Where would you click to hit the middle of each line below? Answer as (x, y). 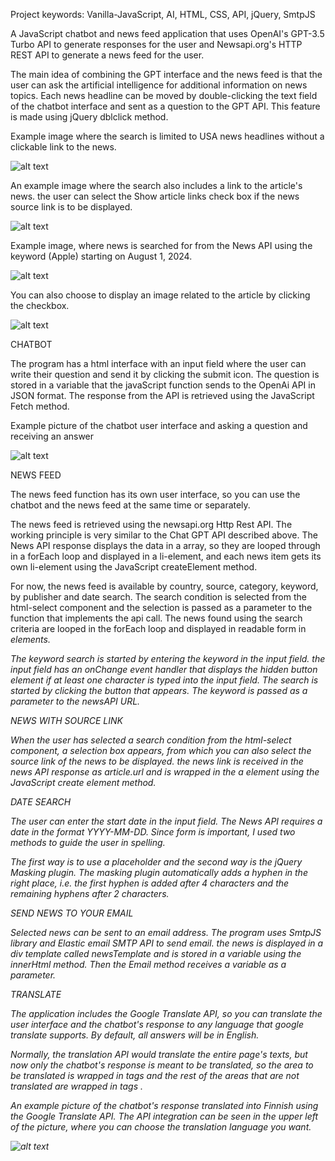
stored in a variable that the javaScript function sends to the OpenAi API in (163, 385)
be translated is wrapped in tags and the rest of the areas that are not (155, 1075)
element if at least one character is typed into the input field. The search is (164, 680)
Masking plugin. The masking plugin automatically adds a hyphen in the (159, 872)
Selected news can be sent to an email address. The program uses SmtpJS (166, 932)
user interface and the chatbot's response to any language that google (157, 1024)
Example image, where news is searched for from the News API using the (161, 245)
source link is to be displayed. (71, 207)
